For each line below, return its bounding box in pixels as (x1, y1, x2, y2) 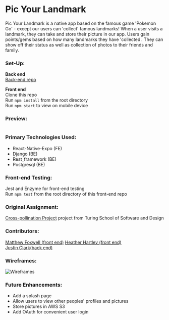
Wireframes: (5, 257, 37, 264)
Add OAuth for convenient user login (12, 309, 89, 315)
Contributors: (5, 227, 39, 235)
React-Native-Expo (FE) (12, 145, 62, 151)
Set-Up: (5, 60, 25, 67)
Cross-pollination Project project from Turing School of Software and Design (5, 215, 164, 221)
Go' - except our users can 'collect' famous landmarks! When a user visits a (5, 25, 163, 31)
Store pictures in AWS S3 (12, 303, 65, 309)
